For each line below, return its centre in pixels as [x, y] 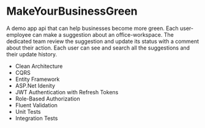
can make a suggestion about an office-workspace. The [103, 34]
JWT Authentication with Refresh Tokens [67, 92]
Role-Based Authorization [48, 99]
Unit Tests [28, 111]
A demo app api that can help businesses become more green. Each [92, 28]
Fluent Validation [36, 105]
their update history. [32, 54]
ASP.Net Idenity [35, 85]
